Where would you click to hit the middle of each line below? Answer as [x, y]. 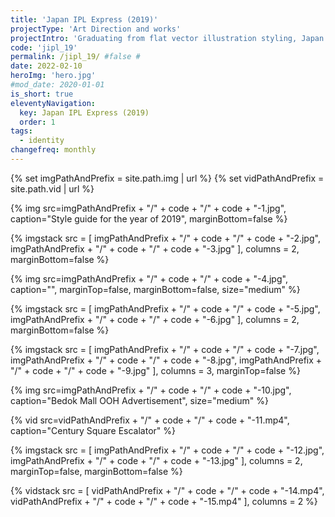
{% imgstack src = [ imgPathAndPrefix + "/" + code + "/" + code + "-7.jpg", [165, 349]
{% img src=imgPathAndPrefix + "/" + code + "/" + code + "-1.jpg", [148, 208]
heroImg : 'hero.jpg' [53, 76]
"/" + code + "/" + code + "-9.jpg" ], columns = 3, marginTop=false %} [155, 370]
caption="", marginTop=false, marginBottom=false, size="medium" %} [155, 289]
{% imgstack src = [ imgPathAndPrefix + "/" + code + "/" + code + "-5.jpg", [165, 308]
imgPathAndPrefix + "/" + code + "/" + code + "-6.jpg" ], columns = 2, [155, 319]
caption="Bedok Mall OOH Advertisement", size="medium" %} [139, 400]
